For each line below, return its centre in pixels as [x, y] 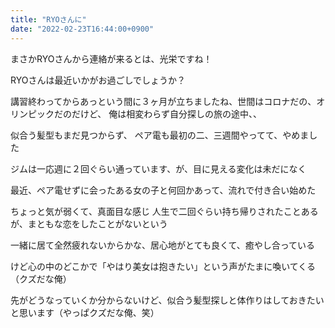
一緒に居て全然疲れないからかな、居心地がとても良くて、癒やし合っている [163, 245]
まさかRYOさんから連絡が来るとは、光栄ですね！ [111, 58]
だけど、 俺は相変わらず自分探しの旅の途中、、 [166, 113]
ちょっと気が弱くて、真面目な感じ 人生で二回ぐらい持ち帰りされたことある [164, 211]
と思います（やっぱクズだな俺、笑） [85, 312]
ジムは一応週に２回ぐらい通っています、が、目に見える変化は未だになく [158, 168]
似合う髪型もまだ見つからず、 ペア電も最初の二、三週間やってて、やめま [160, 135]
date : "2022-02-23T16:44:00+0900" [82, 29]
